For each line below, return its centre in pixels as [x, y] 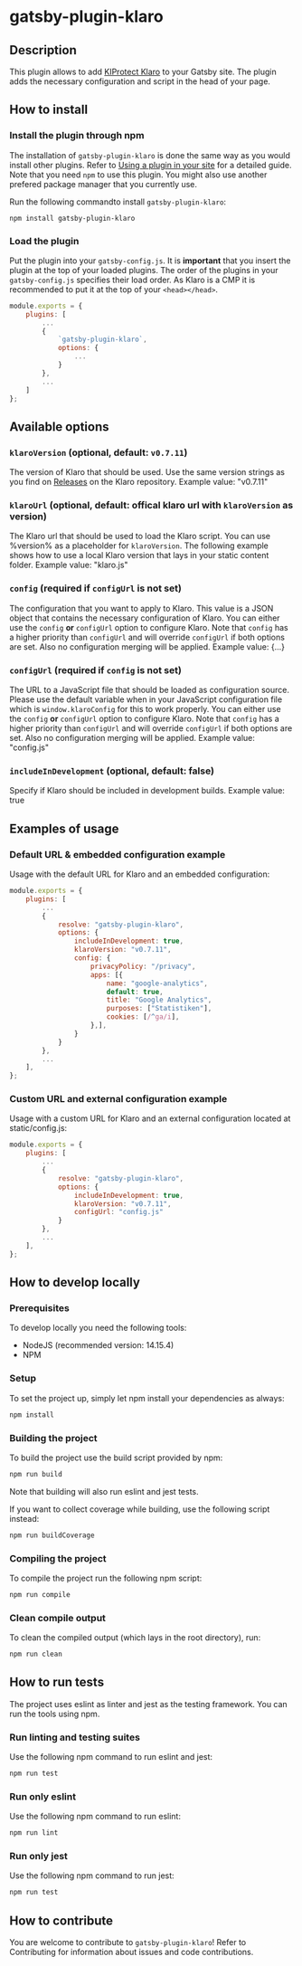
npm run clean [36, 1654]
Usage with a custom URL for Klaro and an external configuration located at [150, 1118]
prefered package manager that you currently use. [103, 184]
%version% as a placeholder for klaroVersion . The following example [139, 546]
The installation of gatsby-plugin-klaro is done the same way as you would [150, 155]
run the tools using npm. [55, 1714]
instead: [24, 1518]
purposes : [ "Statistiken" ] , [159, 1009]
